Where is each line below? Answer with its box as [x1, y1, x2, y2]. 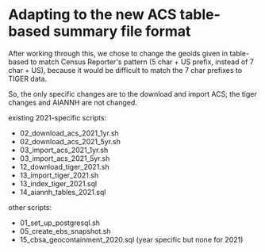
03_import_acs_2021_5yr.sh [19, 153, 110, 163]
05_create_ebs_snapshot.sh [19, 226, 111, 235]
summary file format [52, 22, 191, 40]
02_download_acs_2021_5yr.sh [19, 136, 121, 146]
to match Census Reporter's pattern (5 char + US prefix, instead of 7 [30, 57, 254, 67]
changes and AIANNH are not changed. [8, 97, 137, 107]
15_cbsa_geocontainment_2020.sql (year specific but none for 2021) [19, 235, 244, 244]
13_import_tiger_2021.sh [19, 170, 99, 180]
